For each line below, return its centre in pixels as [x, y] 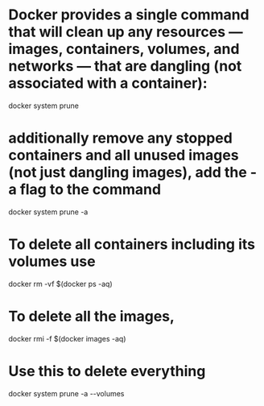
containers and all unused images [124, 155]
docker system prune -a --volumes [66, 393]
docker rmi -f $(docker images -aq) [67, 338]
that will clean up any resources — [126, 32]
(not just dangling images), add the [128, 173]
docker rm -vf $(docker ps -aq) [60, 284]
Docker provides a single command [129, 15]
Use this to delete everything [107, 371]
